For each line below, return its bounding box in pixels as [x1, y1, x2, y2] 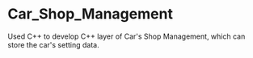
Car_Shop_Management [7, 5, 173, 23]
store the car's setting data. [7, 39, 99, 49]
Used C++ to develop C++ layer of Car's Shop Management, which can [7, 31, 246, 41]
